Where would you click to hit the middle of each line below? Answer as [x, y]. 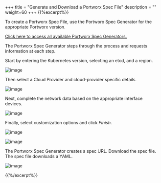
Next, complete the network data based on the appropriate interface [74, 98]
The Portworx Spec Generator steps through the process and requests [76, 46]
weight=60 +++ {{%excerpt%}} [37, 12]
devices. [14, 104]
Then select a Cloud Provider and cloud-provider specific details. [71, 80]
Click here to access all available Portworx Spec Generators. [66, 36]
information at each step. [30, 51]
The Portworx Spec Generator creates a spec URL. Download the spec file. [81, 151]
